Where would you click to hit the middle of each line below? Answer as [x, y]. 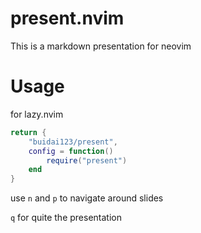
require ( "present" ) [87, 160]
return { [28, 132]
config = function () [71, 151]
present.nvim [67, 18]
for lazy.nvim [37, 114]
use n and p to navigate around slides [87, 198]
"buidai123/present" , [73, 142]
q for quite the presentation [66, 218]
